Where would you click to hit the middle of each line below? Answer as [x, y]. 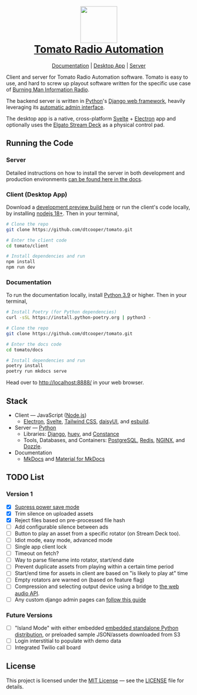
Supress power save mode [47, 507]
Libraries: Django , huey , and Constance [71, 434]
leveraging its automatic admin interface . [56, 107]
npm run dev [21, 268]
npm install [21, 262]
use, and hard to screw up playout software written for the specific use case [98, 83]
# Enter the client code [36, 240]
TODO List [25, 477]
